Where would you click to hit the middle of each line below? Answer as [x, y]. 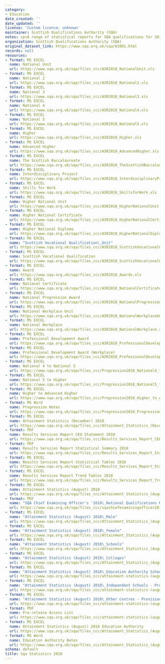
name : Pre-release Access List [41, 613]
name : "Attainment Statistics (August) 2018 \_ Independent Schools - [81, 585]
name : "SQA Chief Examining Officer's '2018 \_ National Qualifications [83, 503]
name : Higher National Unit [38, 202]
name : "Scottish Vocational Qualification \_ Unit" [61, 243]
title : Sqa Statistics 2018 [34, 654]
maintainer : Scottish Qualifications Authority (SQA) [61, 32]
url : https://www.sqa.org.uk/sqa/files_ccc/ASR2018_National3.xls [79, 96]
